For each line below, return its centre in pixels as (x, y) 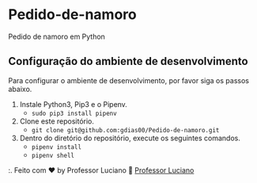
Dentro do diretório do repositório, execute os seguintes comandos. (130, 138)
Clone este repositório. (57, 121)
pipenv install (56, 147)
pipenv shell (53, 155)
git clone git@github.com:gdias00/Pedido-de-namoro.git (125, 130)
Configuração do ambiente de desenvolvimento (128, 61)
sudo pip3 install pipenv (74, 113)
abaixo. (20, 89)
